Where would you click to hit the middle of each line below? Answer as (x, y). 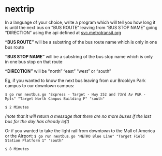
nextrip (20, 9)
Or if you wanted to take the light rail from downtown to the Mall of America (80, 131)
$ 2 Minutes (17, 107)
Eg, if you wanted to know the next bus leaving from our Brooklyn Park (75, 80)
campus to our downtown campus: (40, 85)
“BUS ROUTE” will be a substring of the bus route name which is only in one (81, 42)
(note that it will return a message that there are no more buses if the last (78, 116)
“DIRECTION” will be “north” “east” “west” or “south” (58, 71)
